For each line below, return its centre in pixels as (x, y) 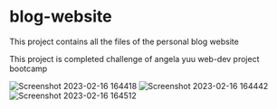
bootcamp (29, 68)
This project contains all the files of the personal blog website (124, 41)
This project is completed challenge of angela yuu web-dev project (134, 59)
